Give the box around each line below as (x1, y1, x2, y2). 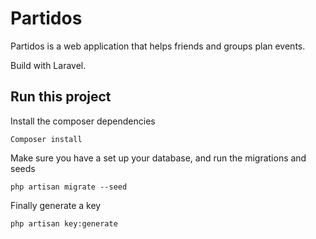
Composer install (10, 134, 83, 144)
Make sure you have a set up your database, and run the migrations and (10, 152, 307, 164)
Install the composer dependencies (10, 115, 156, 127)
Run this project (10, 88, 112, 106)
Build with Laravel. (10, 59, 87, 71)
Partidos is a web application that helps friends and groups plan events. (10, 40, 306, 52)
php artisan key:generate (10, 218, 118, 229)
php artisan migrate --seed (10, 182, 128, 192)
